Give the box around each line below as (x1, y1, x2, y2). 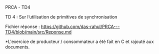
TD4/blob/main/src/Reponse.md (5, 29, 72, 34)
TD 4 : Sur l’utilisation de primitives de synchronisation (5, 14, 117, 19)
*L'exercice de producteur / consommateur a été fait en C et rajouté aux (5, 38, 154, 44)
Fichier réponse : (5, 23, 40, 29)
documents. (5, 44, 30, 49)
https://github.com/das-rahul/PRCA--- (40, 23, 120, 29)
